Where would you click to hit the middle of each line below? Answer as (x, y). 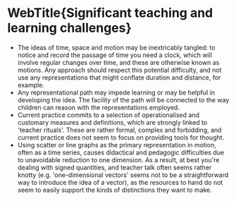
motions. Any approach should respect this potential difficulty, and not (119, 70)
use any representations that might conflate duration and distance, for (119, 77)
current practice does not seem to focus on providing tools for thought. (121, 137)
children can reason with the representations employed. (98, 107)
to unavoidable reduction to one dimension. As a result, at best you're (118, 159)
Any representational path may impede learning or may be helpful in (116, 92)
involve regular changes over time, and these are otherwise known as (118, 62)
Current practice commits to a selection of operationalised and (108, 115)
